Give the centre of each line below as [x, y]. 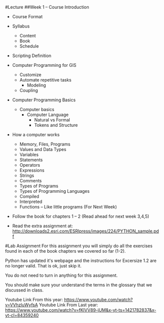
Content [27, 36]
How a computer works [36, 134]
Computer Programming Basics [44, 100]
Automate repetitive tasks [45, 80]
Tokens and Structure [56, 125]
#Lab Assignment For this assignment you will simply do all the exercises [79, 246]
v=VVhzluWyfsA [22, 305]
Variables [29, 155]
